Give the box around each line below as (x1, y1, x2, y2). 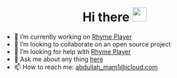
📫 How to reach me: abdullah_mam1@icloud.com (13, 63, 158, 71)
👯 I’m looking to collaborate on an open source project (13, 39, 171, 48)
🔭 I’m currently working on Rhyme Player (13, 32, 132, 41)
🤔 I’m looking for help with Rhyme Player (13, 47, 131, 56)
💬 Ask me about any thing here (13, 55, 103, 63)
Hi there (82, 9, 130, 25)
